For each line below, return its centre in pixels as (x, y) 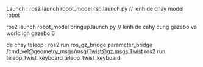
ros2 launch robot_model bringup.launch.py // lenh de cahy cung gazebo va (101, 27)
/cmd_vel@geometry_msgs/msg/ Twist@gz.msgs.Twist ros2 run (86, 51)
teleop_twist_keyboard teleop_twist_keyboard (63, 58)
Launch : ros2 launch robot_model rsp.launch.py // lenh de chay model (95, 9)
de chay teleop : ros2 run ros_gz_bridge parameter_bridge (80, 45)
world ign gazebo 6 (30, 33)
